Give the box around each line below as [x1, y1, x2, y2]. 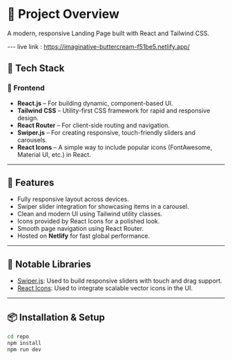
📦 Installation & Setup [7, 311, 106, 323]
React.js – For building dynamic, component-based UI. [17, 99, 173, 107]
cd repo [7, 333, 30, 341]
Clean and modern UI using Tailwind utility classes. [17, 210, 163, 218]
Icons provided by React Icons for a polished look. [17, 217, 160, 225]
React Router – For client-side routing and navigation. [17, 121, 171, 129]
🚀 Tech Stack [7, 62, 65, 75]
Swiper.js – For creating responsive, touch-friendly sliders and [17, 128, 195, 137]
